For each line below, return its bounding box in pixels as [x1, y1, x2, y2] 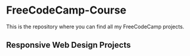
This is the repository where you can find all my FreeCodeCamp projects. [6, 23, 185, 30]
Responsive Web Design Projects [6, 40, 131, 50]
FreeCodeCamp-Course [6, 4, 127, 17]
